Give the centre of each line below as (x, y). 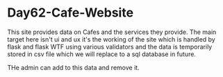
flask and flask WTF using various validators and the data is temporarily (110, 46)
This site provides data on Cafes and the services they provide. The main (112, 32)
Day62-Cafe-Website (71, 13)
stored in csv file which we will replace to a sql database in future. (102, 54)
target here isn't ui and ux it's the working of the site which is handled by (111, 39)
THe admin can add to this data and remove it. (74, 67)
